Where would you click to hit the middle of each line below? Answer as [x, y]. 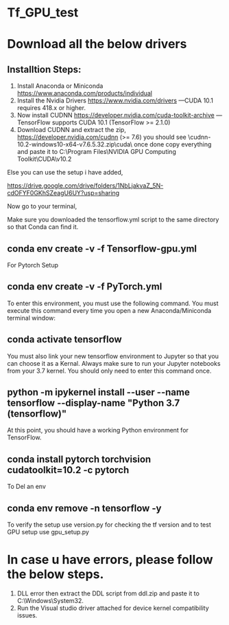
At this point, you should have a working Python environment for [98, 430]
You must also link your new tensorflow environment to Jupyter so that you [113, 356]
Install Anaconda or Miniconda [60, 86]
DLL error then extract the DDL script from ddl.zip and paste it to [108, 593]
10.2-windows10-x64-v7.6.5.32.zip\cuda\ [74, 144]
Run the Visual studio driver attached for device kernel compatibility [113, 608]
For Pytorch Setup [33, 265]
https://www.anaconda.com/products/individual [85, 94]
